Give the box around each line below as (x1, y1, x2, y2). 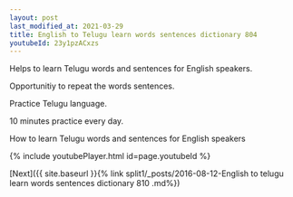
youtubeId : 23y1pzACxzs (9, 38, 100, 48)
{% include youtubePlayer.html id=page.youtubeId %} (9, 151, 211, 162)
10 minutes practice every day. (9, 116, 124, 127)
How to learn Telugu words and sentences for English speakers (9, 133, 247, 145)
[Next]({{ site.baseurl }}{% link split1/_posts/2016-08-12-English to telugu (9, 168, 284, 179)
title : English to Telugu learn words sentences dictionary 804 (9, 30, 258, 39)
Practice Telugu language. (9, 98, 107, 109)
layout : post (9, 13, 59, 23)
